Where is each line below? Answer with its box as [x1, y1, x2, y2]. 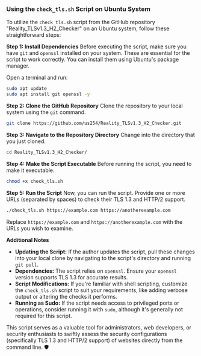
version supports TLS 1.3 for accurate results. [14, 273, 128, 281]
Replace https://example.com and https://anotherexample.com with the [6, 218, 183, 225]
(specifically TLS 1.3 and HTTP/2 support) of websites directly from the [6, 337, 183, 344]
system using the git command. [6, 109, 86, 116]
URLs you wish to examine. [6, 224, 73, 232]
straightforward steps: [6, 31, 61, 39]
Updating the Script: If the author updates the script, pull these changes [14, 248, 196, 255]
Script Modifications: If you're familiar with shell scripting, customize [14, 280, 188, 287]
